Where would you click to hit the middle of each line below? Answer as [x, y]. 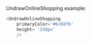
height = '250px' [36, 29]
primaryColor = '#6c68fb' [45, 24]
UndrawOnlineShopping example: [46, 8]
